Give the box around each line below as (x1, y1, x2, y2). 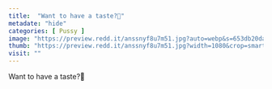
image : (8, 34, 31, 43)
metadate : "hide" (8, 19, 67, 28)
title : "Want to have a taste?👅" (8, 11, 125, 20)
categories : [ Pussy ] (8, 27, 85, 35)
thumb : (8, 42, 31, 50)
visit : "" (8, 49, 42, 57)
